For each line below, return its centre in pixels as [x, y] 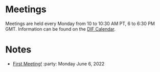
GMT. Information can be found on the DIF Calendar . [61, 29]
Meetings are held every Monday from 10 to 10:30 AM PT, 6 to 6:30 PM [80, 23]
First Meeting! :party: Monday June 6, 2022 [59, 64]
